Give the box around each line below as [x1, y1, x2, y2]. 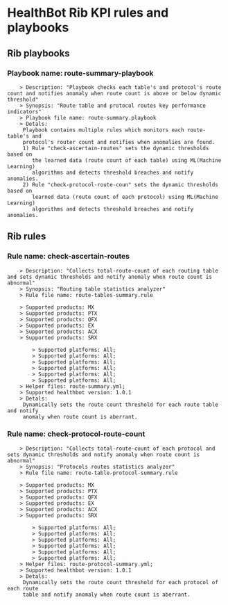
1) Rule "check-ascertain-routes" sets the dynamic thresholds [22, 145, 209, 152]
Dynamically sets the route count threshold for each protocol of [22, 579, 218, 586]
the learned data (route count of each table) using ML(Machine [32, 156, 222, 164]
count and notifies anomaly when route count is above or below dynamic [7, 90, 222, 97]
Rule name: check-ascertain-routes [7, 252, 130, 261]
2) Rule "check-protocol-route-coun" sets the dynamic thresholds [22, 181, 218, 188]
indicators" [7, 108, 42, 115]
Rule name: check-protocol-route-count [7, 429, 146, 439]
